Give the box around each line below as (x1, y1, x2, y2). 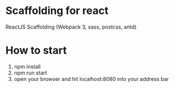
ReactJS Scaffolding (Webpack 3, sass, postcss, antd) (5, 23, 137, 30)
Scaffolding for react (5, 4, 109, 17)
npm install (14, 63, 41, 70)
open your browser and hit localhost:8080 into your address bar (14, 75, 169, 82)
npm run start (14, 69, 48, 76)
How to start (5, 44, 67, 57)
